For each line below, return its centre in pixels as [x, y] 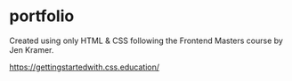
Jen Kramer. [32, 49]
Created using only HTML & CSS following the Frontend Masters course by [146, 40]
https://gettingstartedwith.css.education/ [85, 67]
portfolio [42, 16]
